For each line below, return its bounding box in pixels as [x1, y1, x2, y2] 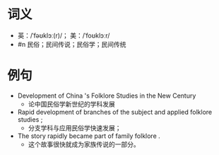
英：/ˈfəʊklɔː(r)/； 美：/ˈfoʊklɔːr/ [17, 31, 110, 40]
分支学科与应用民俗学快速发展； [28, 123, 122, 132]
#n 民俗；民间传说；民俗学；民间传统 [17, 40, 126, 48]
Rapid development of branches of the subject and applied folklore [17, 108, 213, 116]
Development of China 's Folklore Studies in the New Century [17, 91, 196, 100]
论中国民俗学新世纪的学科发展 [28, 100, 115, 108]
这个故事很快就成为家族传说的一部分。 [28, 139, 140, 149]
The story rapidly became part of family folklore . [17, 132, 160, 140]
